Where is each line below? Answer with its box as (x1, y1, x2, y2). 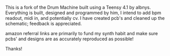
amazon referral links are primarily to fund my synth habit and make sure (5, 31, 158, 36)
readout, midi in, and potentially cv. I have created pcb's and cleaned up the (5, 15, 165, 21)
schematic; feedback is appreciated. (5, 20, 82, 26)
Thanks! (5, 46, 22, 51)
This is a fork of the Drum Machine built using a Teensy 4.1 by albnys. (5, 5, 151, 10)
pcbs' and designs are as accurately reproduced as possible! (5, 36, 134, 42)
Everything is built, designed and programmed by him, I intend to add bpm (5, 10, 162, 16)
